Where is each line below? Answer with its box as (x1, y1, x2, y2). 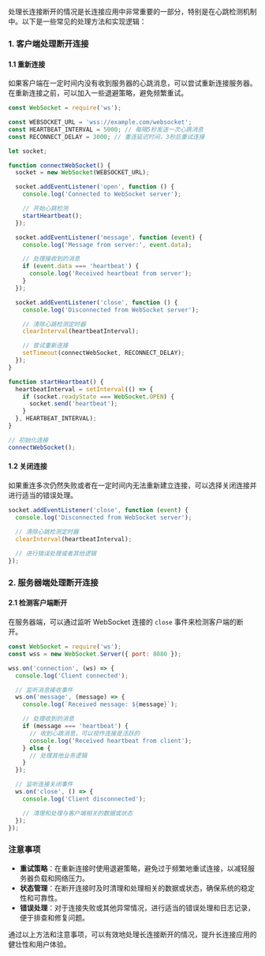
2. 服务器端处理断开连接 (8, 577, 99, 588)
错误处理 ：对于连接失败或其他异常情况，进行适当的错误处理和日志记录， (19, 902, 255, 913)
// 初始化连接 (8, 436, 49, 444)
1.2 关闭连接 (8, 461, 47, 471)
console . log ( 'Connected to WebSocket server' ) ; (22, 190, 181, 199)
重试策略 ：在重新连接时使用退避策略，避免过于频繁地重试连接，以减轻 (19, 863, 248, 873)
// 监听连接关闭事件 (15, 780, 73, 789)
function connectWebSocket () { (8, 161, 111, 170)
